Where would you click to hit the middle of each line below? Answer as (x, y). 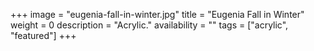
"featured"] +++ (43, 35)
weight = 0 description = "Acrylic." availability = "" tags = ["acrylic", (149, 25)
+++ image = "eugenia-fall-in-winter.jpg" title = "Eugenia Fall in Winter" (157, 14)
